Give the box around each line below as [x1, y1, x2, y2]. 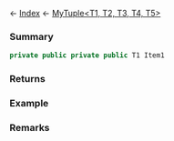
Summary [9, 30, 55, 43]
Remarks [9, 121, 50, 134]
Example [9, 97, 49, 110]
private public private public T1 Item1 [9, 51, 166, 60]
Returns [9, 73, 46, 86]
